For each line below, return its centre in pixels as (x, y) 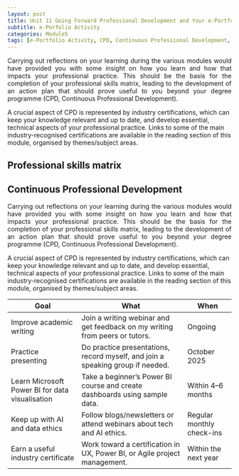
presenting (29, 361)
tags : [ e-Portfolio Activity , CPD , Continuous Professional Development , (119, 41)
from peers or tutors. (116, 336)
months (200, 395)
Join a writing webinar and (126, 318)
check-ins (205, 433)
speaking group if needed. (125, 366)
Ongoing (202, 327)
